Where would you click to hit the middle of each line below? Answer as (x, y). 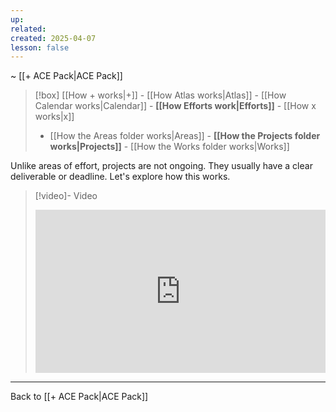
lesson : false (40, 47)
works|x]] (54, 117)
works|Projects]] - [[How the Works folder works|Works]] (169, 147)
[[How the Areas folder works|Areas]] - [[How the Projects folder (185, 136)
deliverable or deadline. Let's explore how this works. (120, 177)
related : (28, 29)
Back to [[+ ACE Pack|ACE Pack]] (79, 397)
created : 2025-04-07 (53, 38)
